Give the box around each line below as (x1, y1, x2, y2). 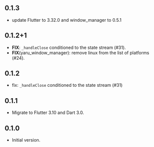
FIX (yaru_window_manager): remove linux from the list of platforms (11, 49, 150, 56)
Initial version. (11, 137, 41, 143)
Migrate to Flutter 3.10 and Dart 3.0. (11, 110, 84, 115)
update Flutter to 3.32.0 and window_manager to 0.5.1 (11, 17, 122, 23)
